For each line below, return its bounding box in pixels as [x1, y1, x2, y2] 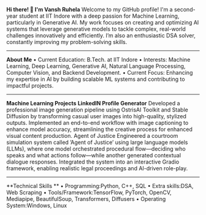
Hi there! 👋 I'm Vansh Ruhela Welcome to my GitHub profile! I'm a [6, 6, 173, 13]
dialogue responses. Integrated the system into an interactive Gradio [6, 158, 180, 165]
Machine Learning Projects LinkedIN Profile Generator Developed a [6, 100, 180, 107]
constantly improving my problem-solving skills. [6, 39, 128, 45]
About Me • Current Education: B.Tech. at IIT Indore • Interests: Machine [6, 56, 191, 63]
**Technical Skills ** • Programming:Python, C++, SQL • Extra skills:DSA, [6, 183, 194, 189]
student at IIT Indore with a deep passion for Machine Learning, [18, 12, 180, 20]
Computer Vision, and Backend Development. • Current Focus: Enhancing [6, 69, 193, 76]
